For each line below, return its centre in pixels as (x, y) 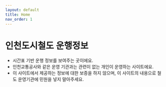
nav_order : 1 (19, 19)
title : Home (18, 15)
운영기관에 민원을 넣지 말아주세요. (51, 79)
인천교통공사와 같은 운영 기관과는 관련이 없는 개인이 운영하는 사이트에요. (83, 67)
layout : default (22, 10)
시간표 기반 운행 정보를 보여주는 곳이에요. (53, 60)
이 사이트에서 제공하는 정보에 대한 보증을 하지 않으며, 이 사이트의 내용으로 (84, 73)
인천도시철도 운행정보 (47, 46)
